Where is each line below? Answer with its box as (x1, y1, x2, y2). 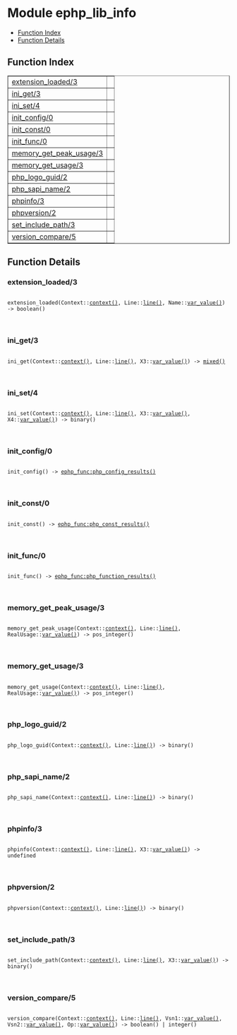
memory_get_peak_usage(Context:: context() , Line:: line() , (7, 625, 181, 633)
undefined (7, 852, 37, 859)
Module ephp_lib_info (7, 5, 137, 21)
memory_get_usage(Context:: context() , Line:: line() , (7, 683, 166, 690)
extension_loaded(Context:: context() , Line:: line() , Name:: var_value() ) (7, 299, 226, 306)
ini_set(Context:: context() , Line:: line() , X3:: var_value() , (7, 410, 191, 417)
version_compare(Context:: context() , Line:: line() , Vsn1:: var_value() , (7, 1015, 222, 1022)
